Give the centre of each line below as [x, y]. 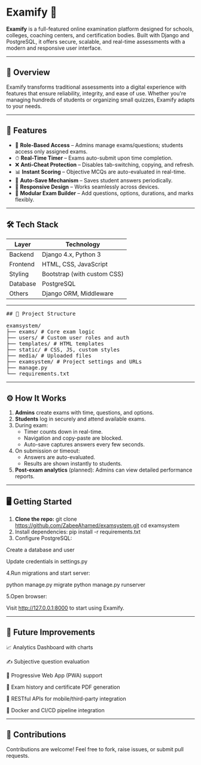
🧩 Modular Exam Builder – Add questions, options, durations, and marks [104, 193]
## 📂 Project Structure [41, 314]
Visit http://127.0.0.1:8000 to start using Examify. [65, 608]
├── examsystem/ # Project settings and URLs [74, 362]
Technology [83, 244]
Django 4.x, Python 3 [71, 254]
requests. [18, 755]
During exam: [31, 425]
